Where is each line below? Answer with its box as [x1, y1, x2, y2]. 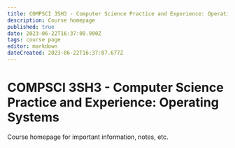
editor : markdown [7, 43, 58, 50]
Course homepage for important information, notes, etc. [7, 133, 169, 141]
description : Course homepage [7, 17, 96, 24]
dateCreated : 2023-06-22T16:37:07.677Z [7, 50, 124, 57]
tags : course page [7, 36, 61, 43]
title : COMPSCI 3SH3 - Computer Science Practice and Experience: [7, 10, 205, 18]
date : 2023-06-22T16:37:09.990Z [7, 29, 101, 37]
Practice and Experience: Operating [7, 95, 219, 111]
